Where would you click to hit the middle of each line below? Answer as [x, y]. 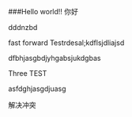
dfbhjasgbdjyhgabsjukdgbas [55, 58]
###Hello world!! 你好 [43, 11]
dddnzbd [23, 27]
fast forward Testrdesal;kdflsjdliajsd [66, 43]
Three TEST [28, 73]
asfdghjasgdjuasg [37, 89]
